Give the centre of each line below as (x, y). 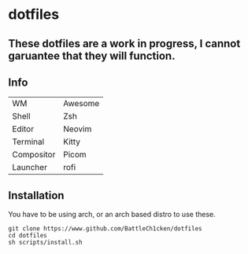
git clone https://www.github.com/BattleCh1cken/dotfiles (105, 229)
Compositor (34, 155)
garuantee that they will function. (92, 55)
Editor (23, 129)
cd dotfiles (28, 236)
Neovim (77, 129)
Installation (36, 195)
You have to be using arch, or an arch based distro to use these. (112, 215)
